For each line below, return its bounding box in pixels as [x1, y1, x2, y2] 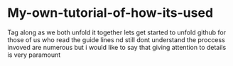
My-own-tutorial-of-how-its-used [7, 5, 214, 21]
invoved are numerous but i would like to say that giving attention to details [7, 43, 227, 51]
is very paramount [7, 51, 61, 59]
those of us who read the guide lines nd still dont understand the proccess [7, 35, 225, 44]
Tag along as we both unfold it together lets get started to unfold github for [7, 28, 226, 37]
